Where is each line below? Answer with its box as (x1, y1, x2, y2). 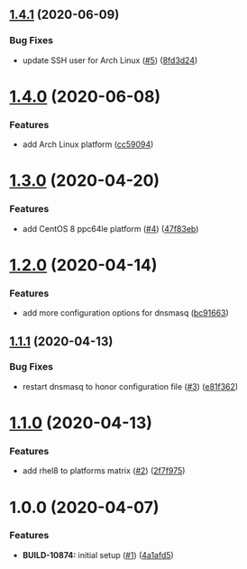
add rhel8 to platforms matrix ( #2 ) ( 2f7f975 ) (22, 465, 186, 476)
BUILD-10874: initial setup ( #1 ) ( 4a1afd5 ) (22, 549, 174, 560)
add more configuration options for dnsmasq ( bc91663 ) (22, 307, 230, 318)
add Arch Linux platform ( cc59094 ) (22, 139, 154, 150)
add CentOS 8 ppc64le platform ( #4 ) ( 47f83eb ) (22, 223, 199, 234)
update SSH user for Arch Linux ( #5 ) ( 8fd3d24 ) (22, 54, 198, 66)
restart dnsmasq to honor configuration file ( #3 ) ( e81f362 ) (22, 381, 239, 391)
